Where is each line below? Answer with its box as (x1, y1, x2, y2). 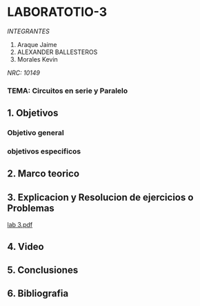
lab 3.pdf (7, 221, 33, 229)
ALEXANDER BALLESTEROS (17, 48, 98, 56)
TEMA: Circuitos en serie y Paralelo (7, 86, 128, 96)
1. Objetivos (7, 107, 59, 119)
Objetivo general (7, 128, 64, 138)
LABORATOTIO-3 (7, 4, 108, 20)
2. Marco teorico (7, 168, 80, 180)
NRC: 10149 (7, 69, 40, 77)
